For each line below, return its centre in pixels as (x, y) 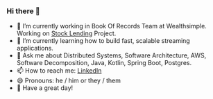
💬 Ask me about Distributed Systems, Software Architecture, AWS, (111, 55)
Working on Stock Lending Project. (66, 33)
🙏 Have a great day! (45, 88)
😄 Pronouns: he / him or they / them (68, 81)
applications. (35, 48)
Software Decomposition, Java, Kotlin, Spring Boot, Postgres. (104, 63)
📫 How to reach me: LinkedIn (59, 71)
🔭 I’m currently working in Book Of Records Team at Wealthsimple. (112, 26)
